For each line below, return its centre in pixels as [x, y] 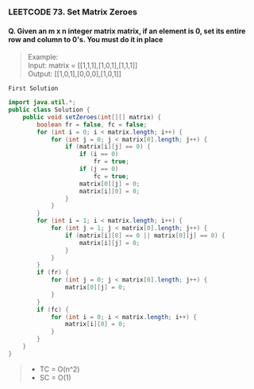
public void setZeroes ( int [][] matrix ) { [92, 117]
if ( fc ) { [53, 309]
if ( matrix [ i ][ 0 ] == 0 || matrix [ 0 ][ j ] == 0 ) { [145, 235]
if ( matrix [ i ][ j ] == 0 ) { [108, 147]
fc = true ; [111, 176]
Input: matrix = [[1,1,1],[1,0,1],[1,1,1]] [83, 65]
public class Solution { [49, 110]
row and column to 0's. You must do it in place [86, 39]
